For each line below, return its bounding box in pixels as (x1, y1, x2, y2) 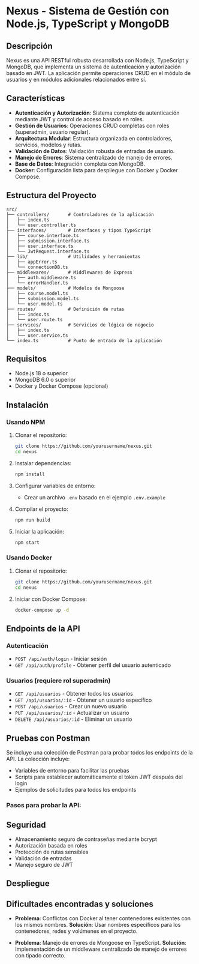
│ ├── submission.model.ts (6, 295, 79, 301)
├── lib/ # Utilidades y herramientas (6, 253, 141, 259)
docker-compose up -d (14, 607, 69, 613)
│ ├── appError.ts (6, 259, 58, 265)
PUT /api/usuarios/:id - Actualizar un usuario (14, 709, 129, 717)
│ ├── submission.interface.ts (6, 238, 90, 244)
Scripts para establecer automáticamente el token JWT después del (14, 773, 183, 781)
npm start (14, 539, 40, 546)
